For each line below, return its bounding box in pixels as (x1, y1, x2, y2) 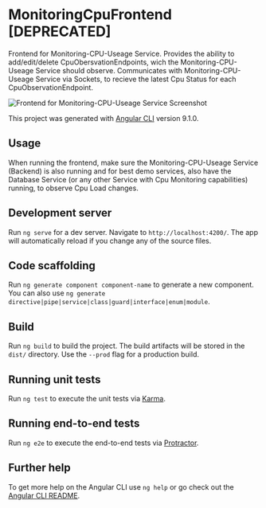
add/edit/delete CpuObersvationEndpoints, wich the (8, 57, 179, 67)
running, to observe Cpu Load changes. (8, 183, 139, 193)
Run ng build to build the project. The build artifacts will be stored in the (8, 341, 245, 351)
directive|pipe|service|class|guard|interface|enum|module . (8, 297, 210, 307)
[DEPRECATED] (8, 22, 111, 41)
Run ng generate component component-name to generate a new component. (8, 280, 255, 290)
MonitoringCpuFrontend (8, 6, 173, 24)
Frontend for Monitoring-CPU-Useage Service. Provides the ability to (8, 49, 235, 58)
